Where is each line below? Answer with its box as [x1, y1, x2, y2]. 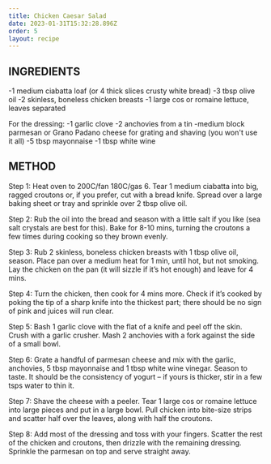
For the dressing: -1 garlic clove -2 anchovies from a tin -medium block [8, 119, 245, 129]
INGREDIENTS [8, 64, 81, 78]
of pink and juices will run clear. [8, 306, 114, 316]
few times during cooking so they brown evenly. [8, 231, 168, 241]
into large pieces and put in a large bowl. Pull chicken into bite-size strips [8, 405, 252, 415]
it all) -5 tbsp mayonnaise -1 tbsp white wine [8, 136, 156, 146]
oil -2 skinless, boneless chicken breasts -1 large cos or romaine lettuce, [8, 95, 249, 105]
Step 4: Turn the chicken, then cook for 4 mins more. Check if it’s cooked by [8, 289, 263, 299]
